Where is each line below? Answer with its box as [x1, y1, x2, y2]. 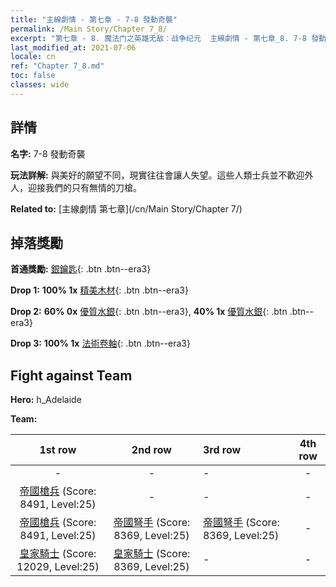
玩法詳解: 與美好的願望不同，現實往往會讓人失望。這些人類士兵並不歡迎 [10, 169, 305, 181]
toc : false [10, 71, 56, 81]
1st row [39, 443, 77, 457]
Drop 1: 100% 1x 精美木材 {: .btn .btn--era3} [10, 284, 189, 296]
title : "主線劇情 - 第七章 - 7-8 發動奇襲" [10, 14, 178, 25]
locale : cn [10, 52, 56, 62]
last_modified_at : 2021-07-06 [10, 42, 137, 53]
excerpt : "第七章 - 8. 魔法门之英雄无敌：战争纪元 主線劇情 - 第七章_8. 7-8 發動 [10, 33, 327, 43]
